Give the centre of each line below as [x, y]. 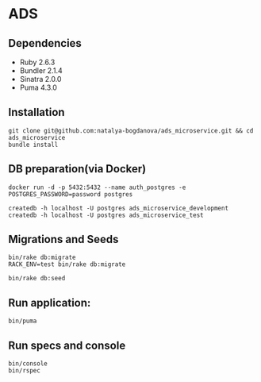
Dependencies [45, 43]
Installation [36, 112]
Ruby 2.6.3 [37, 62]
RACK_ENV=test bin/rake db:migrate [67, 264]
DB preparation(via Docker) [77, 169]
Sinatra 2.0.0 [40, 79]
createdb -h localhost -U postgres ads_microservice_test [106, 215]
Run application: [50, 303]
